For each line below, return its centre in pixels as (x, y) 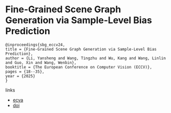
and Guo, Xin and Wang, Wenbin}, (41, 62)
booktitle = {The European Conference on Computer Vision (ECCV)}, (79, 67)
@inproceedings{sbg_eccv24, (35, 44)
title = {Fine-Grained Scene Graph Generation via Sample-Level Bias (81, 49)
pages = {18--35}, (25, 72)
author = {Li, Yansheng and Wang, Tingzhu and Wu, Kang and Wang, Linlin (86, 58)
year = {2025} (20, 76)
